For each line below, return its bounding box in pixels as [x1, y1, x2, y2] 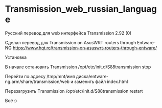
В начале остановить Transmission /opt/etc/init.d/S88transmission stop [5, 64, 151, 70]
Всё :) [5, 97, 17, 104]
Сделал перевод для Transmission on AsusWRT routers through [5, 39, 136, 45]
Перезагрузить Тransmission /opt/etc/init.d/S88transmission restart [5, 88, 143, 94]
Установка [5, 54, 27, 60]
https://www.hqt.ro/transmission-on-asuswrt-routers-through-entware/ [12, 45, 157, 51]
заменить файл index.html [74, 79, 128, 84]
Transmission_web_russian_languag [5, 3, 157, 15]
